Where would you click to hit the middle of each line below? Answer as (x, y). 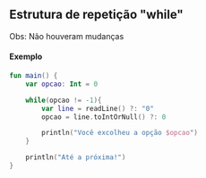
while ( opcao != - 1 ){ (64, 100)
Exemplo (26, 56)
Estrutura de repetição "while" (96, 15)
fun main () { (34, 76)
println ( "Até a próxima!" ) (76, 157)
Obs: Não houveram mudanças (67, 36)
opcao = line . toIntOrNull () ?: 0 (104, 117)
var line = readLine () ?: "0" (98, 108)
